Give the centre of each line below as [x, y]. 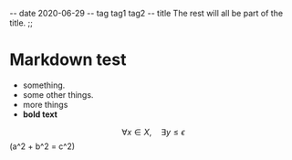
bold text [40, 114]
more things [45, 104]
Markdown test [68, 60]
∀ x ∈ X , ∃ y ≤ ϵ [153, 132]
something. [44, 85]
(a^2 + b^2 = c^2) [42, 146]
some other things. [58, 94]
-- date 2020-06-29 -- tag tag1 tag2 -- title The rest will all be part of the [146, 13]
